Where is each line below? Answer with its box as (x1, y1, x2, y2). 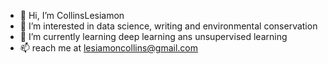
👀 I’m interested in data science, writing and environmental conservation (19, 20, 318, 32)
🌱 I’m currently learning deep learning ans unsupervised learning (19, 31, 288, 42)
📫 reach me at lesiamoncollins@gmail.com (19, 42, 199, 54)
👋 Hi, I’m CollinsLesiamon (19, 10, 125, 21)
